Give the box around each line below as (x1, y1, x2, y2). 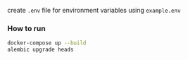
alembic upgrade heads (7, 46, 74, 54)
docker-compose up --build (7, 40, 87, 47)
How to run (7, 23, 46, 33)
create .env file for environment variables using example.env (7, 6, 181, 14)
